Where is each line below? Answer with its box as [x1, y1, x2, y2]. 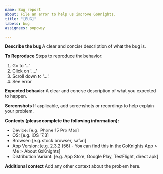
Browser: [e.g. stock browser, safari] [12, 138, 87, 144]
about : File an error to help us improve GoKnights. [5, 12, 116, 17]
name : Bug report [5, 7, 41, 12]
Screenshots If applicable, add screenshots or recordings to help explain [5, 103, 154, 109]
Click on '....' [12, 68, 38, 74]
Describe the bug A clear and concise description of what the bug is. [5, 43, 146, 49]
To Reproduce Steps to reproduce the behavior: [5, 53, 103, 59]
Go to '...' [12, 63, 31, 69]
